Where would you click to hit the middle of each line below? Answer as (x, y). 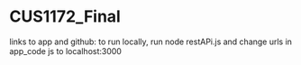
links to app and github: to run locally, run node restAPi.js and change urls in (151, 42)
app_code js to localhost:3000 (65, 51)
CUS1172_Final (65, 17)
